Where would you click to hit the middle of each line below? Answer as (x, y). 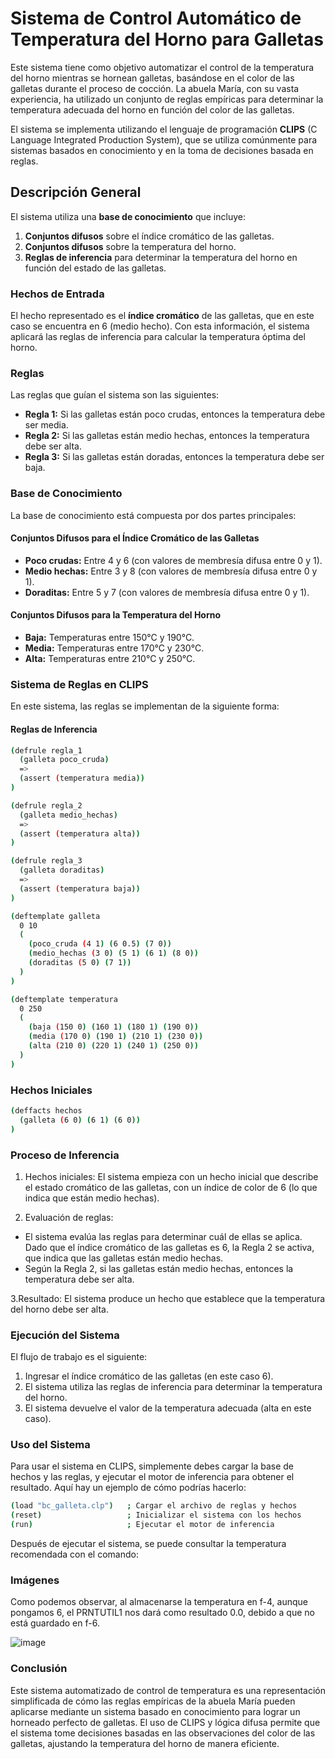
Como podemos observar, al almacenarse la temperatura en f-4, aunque (159, 1602)
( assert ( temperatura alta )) (80, 833)
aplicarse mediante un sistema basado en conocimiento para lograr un (155, 1711)
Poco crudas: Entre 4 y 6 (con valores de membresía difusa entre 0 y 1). (173, 560)
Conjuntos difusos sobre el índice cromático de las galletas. (149, 236)
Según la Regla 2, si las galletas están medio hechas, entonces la (159, 1268)
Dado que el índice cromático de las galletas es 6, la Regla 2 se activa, (169, 1247)
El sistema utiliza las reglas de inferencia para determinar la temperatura (173, 1387)
